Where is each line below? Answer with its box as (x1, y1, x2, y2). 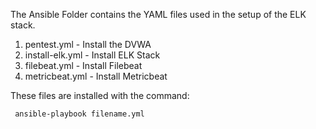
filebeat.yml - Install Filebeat (24, 60, 143, 71)
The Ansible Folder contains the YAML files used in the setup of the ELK (10, 9, 307, 20)
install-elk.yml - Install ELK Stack (24, 49, 161, 61)
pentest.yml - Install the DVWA (24, 39, 152, 50)
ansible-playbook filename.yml (14, 109, 145, 119)
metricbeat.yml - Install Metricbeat (24, 70, 168, 82)
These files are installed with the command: (10, 90, 190, 101)
